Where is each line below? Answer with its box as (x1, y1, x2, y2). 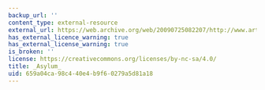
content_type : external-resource (8, 19, 118, 27)
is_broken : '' (8, 48, 55, 56)
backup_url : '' (8, 11, 58, 20)
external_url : (8, 26, 55, 34)
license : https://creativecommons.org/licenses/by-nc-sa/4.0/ (8, 56, 217, 63)
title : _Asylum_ (8, 63, 62, 70)
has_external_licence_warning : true (8, 33, 129, 41)
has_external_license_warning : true (8, 41, 129, 49)
